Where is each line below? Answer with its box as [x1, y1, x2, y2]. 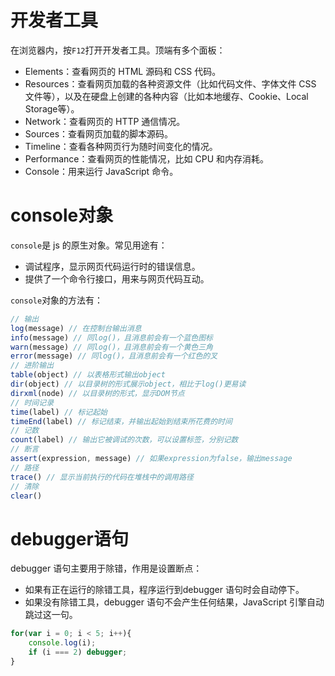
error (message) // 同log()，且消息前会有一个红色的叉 [10, 351, 218, 361]
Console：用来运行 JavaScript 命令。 [24, 165, 179, 177]
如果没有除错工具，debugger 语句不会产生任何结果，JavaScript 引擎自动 [24, 596, 325, 608]
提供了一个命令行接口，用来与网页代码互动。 [24, 272, 210, 285]
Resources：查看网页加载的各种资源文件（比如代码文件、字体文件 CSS [24, 77, 317, 90]
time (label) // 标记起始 [10, 407, 108, 417]
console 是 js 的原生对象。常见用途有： [10, 239, 168, 251]
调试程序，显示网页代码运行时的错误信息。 [24, 260, 201, 272]
